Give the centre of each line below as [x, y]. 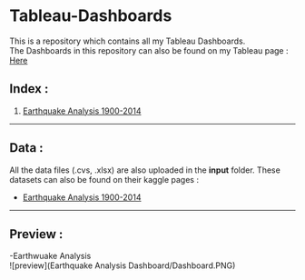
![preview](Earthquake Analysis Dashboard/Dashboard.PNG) [123, 265]
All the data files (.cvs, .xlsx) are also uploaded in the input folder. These [145, 170]
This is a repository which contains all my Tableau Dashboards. [128, 41]
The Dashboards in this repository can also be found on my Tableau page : [149, 50]
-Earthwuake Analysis [50, 256]
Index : [29, 89]
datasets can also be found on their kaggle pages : [104, 179]
